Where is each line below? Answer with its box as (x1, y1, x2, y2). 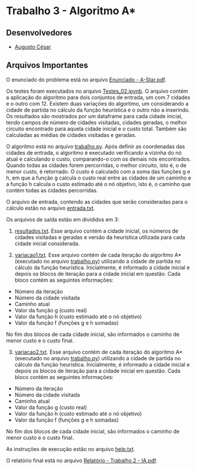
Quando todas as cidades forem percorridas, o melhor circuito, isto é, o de (6, 161, 187, 169)
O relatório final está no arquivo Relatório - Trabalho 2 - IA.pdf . (6, 456, 158, 464)
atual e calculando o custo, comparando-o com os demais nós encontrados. (6, 155, 191, 162)
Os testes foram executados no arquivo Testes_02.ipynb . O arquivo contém (6, 87, 188, 94)
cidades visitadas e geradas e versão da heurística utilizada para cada (14, 233, 185, 240)
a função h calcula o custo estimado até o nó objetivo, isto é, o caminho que (6, 180, 191, 187)
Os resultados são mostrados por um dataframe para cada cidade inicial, (6, 112, 183, 119)
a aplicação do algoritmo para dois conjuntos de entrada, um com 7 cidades (6, 93, 191, 101)
